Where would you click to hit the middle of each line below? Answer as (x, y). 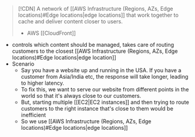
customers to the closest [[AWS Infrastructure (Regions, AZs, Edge (95, 51)
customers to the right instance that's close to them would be (97, 108)
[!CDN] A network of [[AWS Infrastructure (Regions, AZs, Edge (95, 9)
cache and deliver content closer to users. (70, 21)
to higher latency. (42, 83)
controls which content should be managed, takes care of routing (93, 45)
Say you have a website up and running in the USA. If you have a (101, 70)
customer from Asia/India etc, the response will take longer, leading (104, 77)
